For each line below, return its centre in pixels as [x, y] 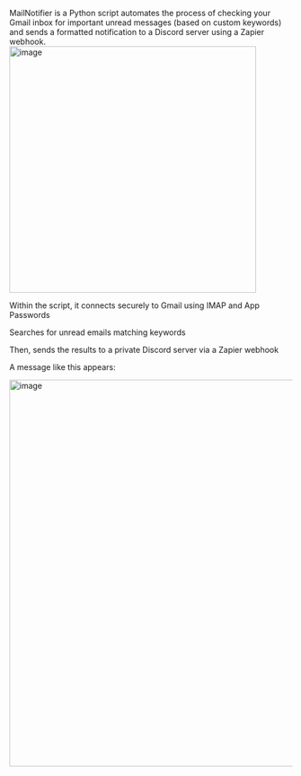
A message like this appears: [63, 367]
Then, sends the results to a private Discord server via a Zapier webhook [144, 350]
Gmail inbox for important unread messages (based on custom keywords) [146, 22]
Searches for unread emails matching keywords [97, 332]
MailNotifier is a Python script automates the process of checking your [140, 13]
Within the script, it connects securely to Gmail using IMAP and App [135, 305]
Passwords [30, 315]
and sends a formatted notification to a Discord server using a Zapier [137, 32]
